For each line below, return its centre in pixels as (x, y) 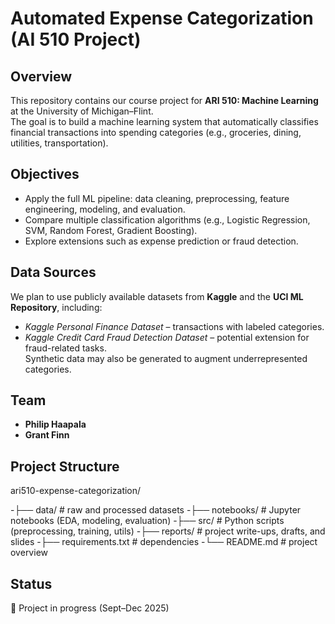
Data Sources (53, 272)
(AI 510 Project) (76, 39)
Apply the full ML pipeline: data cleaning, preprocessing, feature (157, 198)
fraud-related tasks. (65, 348)
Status (31, 583)
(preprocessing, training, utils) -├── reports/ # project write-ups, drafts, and (168, 531)
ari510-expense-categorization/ (76, 491)
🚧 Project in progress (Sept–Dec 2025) (90, 608)
